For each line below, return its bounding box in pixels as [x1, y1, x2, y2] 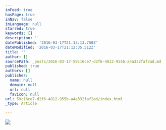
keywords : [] [5, 31, 33, 36]
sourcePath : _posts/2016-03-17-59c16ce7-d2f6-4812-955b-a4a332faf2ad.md [5, 59, 161, 64]
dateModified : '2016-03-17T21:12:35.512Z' [5, 45, 96, 50]
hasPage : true [5, 12, 35, 17]
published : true [5, 63, 39, 69]
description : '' [5, 36, 39, 41]
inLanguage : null [5, 21, 42, 27]
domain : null [10, 82, 37, 87]
